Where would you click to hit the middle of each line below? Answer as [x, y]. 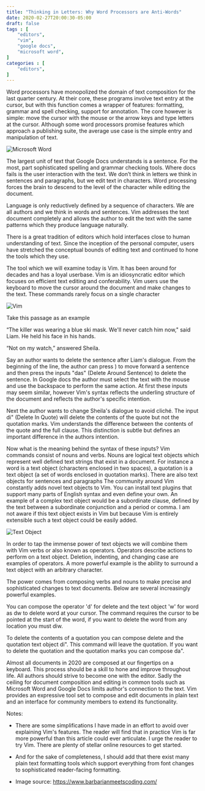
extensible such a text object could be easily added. [72, 520]
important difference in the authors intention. [63, 437]
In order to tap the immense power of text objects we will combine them [97, 544]
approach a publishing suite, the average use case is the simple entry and [99, 131]
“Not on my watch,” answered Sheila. [53, 348]
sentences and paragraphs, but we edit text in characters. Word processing [102, 180]
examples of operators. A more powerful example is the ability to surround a [102, 563]
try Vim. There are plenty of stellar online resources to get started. [99, 745]
